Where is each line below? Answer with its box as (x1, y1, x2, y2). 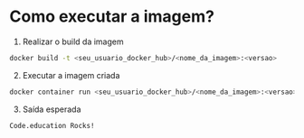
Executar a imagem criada (22, 69, 120, 80)
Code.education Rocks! (9, 121, 95, 130)
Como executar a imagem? (9, 6, 215, 27)
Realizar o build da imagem (22, 36, 124, 47)
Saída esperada (22, 104, 81, 115)
